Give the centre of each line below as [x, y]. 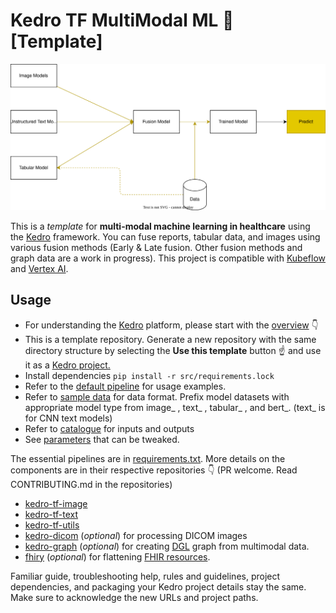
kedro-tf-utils [52, 525]
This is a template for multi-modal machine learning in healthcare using [160, 226]
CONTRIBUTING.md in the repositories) [91, 484]
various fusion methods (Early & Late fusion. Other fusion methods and [156, 247]
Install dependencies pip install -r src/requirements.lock [149, 375]
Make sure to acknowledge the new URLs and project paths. [134, 597]
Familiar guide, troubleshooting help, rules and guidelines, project [145, 576]
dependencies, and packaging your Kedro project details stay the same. [158, 586]
